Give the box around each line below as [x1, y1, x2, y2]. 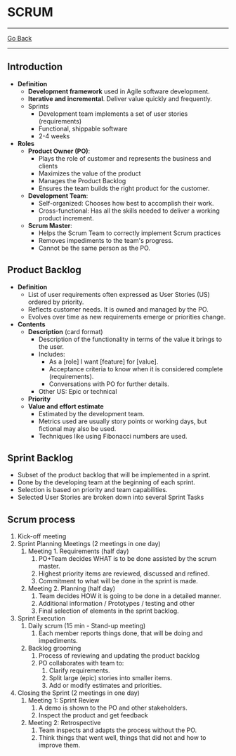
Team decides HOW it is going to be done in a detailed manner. [38, 592, 221, 600]
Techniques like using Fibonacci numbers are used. [38, 432, 188, 440]
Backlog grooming [27, 644, 81, 653]
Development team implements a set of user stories [38, 110, 188, 118]
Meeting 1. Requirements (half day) [27, 547, 129, 555]
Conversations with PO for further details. [48, 380, 170, 388]
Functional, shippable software [38, 124, 128, 133]
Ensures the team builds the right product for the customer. [38, 184, 210, 192]
